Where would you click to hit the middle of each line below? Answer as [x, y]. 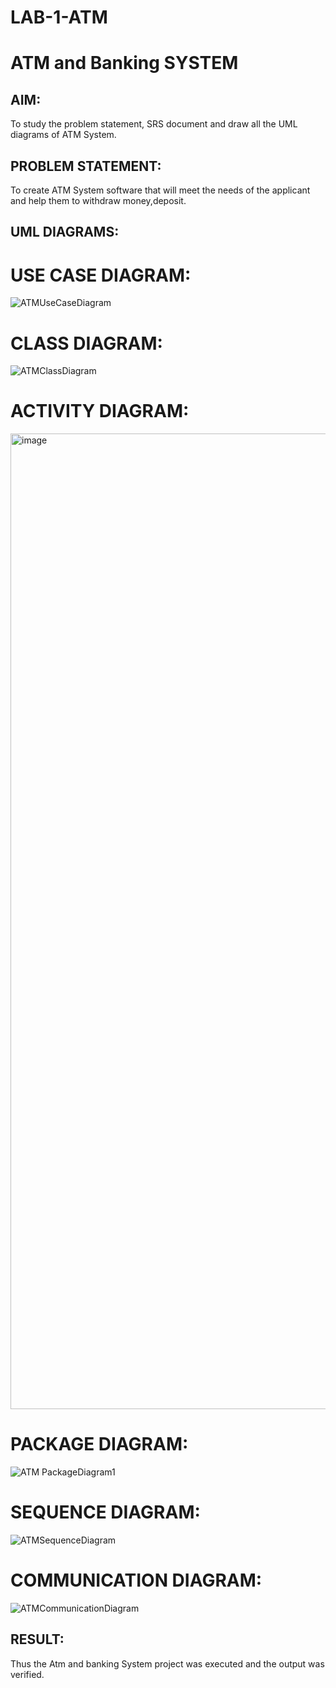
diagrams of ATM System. [63, 135]
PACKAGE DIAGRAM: [99, 1444]
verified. [27, 1674]
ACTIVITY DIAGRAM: [100, 411]
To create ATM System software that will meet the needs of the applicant [160, 190]
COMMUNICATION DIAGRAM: [136, 1580]
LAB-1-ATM [59, 17]
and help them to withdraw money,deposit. [98, 200]
